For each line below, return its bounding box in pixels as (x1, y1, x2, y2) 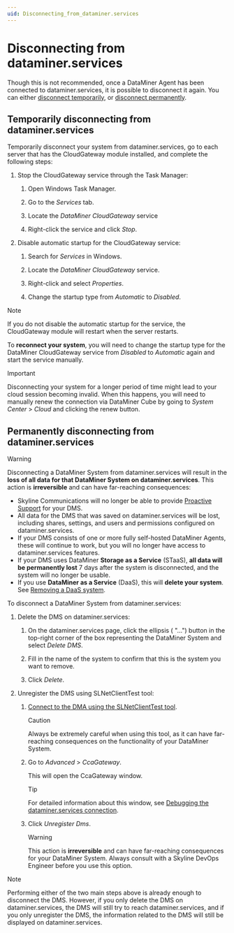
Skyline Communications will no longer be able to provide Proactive (17, 497, 212, 505)
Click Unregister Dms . (27, 820, 91, 828)
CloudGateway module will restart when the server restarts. (7, 328, 179, 336)
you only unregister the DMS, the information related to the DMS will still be (7, 911, 224, 919)
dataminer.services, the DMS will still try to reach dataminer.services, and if (7, 904, 225, 912)
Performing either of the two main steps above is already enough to (7, 888, 202, 897)
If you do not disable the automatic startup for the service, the (7, 320, 186, 328)
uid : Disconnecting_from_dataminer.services (7, 10, 139, 17)
